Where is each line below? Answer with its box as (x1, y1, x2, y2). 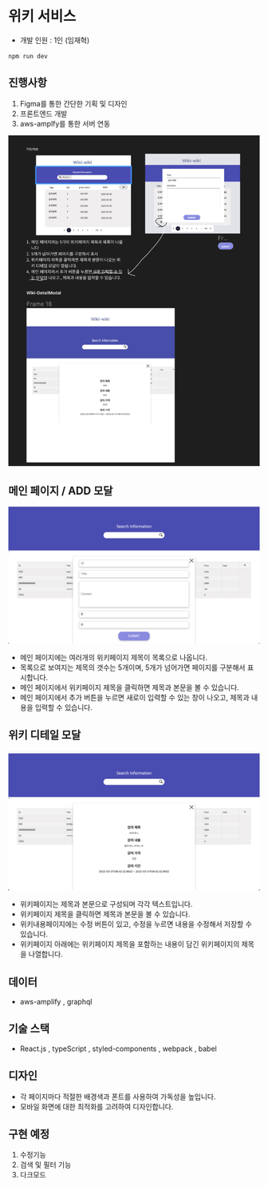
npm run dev (8, 52, 48, 60)
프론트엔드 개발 (19, 109, 68, 118)
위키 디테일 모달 (8, 728, 81, 742)
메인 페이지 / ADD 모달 (8, 483, 113, 497)
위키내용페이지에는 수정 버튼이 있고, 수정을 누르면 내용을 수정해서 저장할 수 (19, 920, 253, 929)
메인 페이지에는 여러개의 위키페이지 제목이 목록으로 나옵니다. (19, 652, 208, 662)
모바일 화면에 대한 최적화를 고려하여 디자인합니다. (19, 1101, 174, 1111)
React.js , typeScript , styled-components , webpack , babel (19, 1044, 217, 1053)
